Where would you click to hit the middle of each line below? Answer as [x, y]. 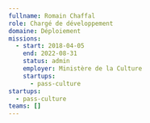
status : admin [46, 61]
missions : [25, 38]
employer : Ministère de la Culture [83, 69]
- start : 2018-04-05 [50, 46]
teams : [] [25, 106]
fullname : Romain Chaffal [52, 16]
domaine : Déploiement [45, 31]
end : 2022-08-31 [50, 53]
